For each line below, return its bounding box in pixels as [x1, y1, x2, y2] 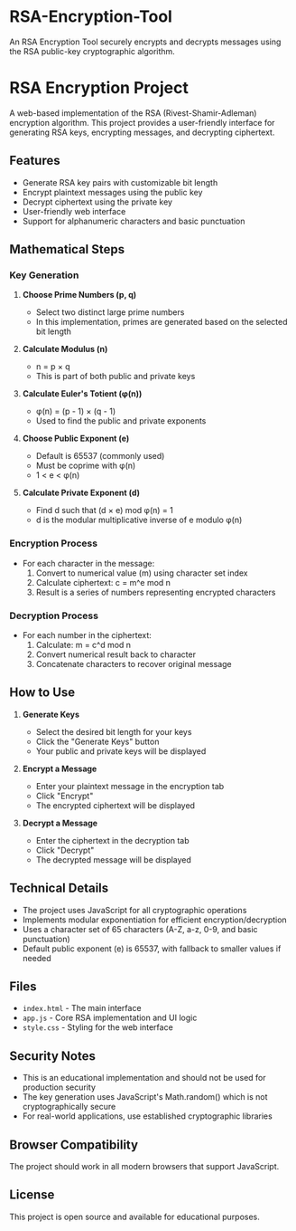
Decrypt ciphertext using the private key [22, 196, 173, 207]
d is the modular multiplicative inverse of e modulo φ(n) [35, 514, 243, 526]
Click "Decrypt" [35, 845, 95, 855]
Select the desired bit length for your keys [35, 726, 192, 737]
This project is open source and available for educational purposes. [9, 1211, 260, 1222]
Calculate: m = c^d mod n [35, 639, 132, 650]
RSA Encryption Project [9, 78, 190, 99]
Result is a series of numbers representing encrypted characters [35, 587, 276, 597]
